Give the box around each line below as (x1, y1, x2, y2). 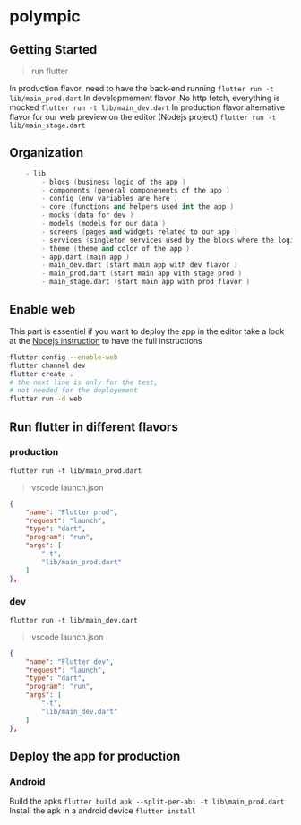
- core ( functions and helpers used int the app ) (41, 202, 235, 211)
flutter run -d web (9, 394, 82, 404)
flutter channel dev (9, 361, 87, 370)
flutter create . (9, 369, 74, 378)
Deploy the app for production (9, 749, 181, 763)
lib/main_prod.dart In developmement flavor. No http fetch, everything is (9, 92, 280, 103)
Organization (9, 145, 83, 160)
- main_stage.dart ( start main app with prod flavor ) (41, 278, 251, 287)
